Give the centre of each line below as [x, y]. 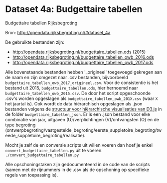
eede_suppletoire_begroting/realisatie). [45, 135]
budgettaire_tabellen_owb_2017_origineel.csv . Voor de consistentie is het [82, 83]
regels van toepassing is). [32, 175]
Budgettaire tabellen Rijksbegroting [41, 23]
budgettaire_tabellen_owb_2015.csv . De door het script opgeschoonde [78, 93]
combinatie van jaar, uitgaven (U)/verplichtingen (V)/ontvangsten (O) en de [82, 119]
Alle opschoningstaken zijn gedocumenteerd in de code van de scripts [78, 164]
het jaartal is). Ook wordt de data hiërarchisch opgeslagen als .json [74, 103]
